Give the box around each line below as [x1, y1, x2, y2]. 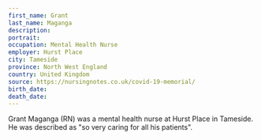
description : [8, 26, 51, 34]
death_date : [8, 93, 47, 100]
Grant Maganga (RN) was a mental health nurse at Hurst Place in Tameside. [8, 114, 254, 123]
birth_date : [8, 85, 47, 93]
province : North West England [8, 63, 108, 71]
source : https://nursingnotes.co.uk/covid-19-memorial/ [8, 78, 196, 85]
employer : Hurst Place [8, 48, 83, 56]
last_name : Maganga [8, 19, 73, 27]
